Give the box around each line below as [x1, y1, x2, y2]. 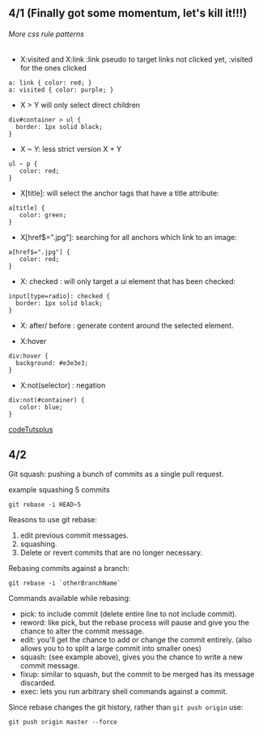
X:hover [19, 336, 47, 346]
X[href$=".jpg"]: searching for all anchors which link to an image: [19, 232, 237, 242]
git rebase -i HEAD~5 [8, 500, 82, 509]
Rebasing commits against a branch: [8, 564, 130, 573]
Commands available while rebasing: [8, 594, 131, 603]
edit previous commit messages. [19, 530, 129, 540]
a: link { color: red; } [8, 79, 92, 87]
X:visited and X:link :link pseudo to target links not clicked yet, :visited [19, 54, 253, 64]
